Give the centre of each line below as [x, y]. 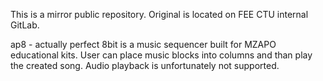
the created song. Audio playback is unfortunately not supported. [145, 65]
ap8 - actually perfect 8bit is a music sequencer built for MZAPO [143, 44]
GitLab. [25, 25]
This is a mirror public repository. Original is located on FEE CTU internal [159, 14]
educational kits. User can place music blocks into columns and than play [161, 55]
